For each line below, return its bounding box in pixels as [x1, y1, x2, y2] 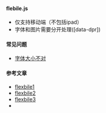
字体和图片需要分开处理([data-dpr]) [14, 26, 101, 33]
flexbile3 [14, 95, 37, 103]
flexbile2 [14, 89, 36, 96]
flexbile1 [14, 83, 35, 90]
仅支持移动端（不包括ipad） [14, 18, 82, 26]
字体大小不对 [14, 55, 46, 62]
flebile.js [6, 5, 28, 12]
